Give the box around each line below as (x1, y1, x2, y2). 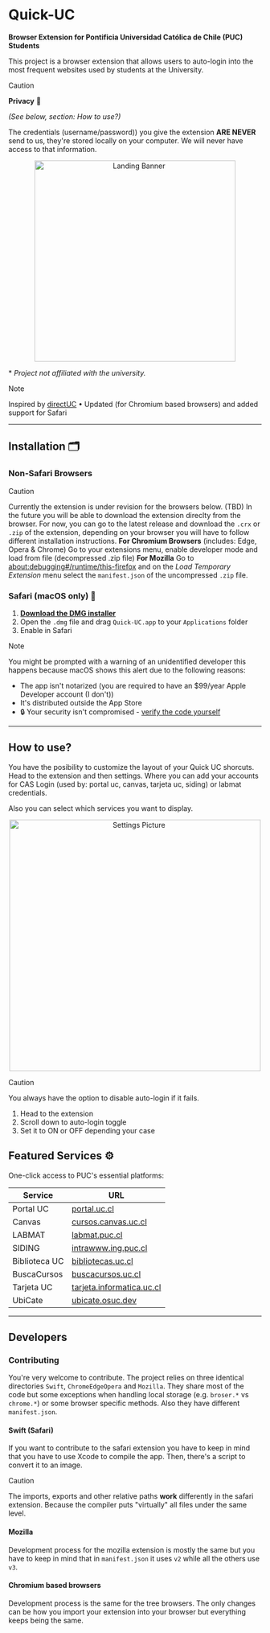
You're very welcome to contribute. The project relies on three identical (8, 1373, 244, 1383)
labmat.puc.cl (72, 1229, 123, 1240)
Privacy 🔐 (8, 96, 42, 105)
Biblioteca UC (12, 1255, 64, 1266)
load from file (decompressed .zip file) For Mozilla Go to (8, 553, 194, 562)
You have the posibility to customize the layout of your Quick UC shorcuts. (8, 762, 255, 771)
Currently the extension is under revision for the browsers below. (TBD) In (8, 501, 252, 512)
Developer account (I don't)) (19, 689, 114, 699)
